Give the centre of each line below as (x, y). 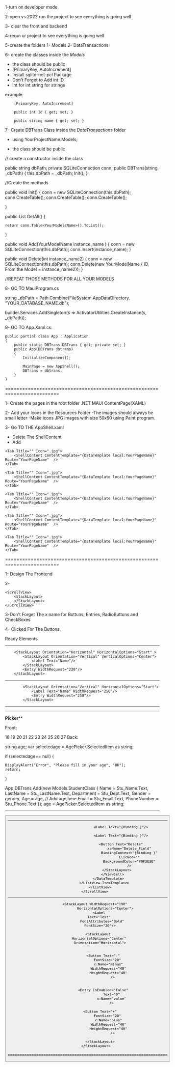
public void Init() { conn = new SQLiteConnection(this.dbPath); (68, 192)
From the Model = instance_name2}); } (44, 269)
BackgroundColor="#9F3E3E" (129, 861)
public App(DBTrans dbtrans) (44, 349)
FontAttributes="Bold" (102, 921)
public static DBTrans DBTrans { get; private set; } (70, 345)
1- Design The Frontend (29, 574)
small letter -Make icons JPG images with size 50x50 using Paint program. (80, 418)
